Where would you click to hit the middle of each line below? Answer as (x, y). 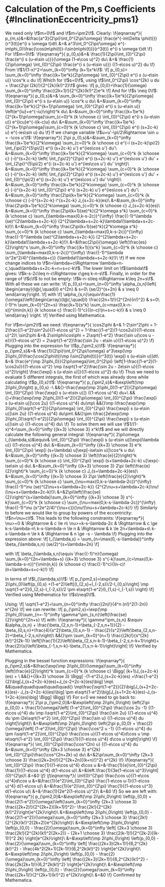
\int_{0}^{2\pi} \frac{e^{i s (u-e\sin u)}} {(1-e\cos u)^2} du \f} (94, 64)
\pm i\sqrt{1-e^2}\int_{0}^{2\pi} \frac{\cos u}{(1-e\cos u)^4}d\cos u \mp (77, 734)
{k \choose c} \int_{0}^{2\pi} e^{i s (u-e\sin (117, 117)
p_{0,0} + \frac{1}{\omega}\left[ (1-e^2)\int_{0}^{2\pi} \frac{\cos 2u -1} (76, 708)
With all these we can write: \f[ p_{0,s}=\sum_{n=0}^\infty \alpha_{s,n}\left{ (81, 284)
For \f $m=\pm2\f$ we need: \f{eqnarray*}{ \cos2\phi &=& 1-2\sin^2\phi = (79, 325)
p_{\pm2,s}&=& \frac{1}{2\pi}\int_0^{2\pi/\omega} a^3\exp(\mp (69, 351)
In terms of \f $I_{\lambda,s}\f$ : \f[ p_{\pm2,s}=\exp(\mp (62, 579)
